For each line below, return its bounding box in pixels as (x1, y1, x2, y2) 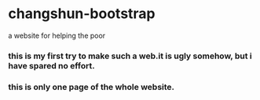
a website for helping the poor (8, 31, 106, 40)
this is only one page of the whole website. (8, 81, 175, 92)
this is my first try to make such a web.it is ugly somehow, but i (8, 50, 253, 61)
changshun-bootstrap (8, 5, 156, 23)
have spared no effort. (8, 60, 96, 71)
